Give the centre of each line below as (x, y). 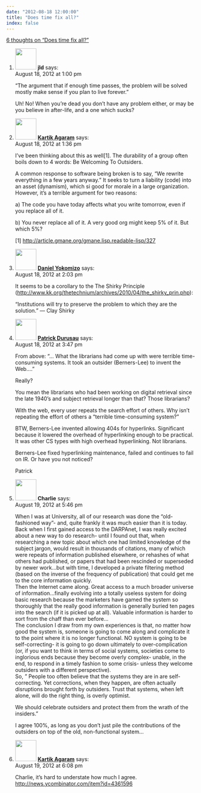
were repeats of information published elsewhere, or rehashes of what (102, 555)
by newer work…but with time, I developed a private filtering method (99, 568)
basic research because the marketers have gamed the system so (97, 600)
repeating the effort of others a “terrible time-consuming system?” (97, 417)
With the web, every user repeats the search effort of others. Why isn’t (102, 411)
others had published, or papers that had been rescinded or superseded (104, 561)
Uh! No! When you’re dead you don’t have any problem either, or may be (104, 104)
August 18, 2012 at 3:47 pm (49, 344)
